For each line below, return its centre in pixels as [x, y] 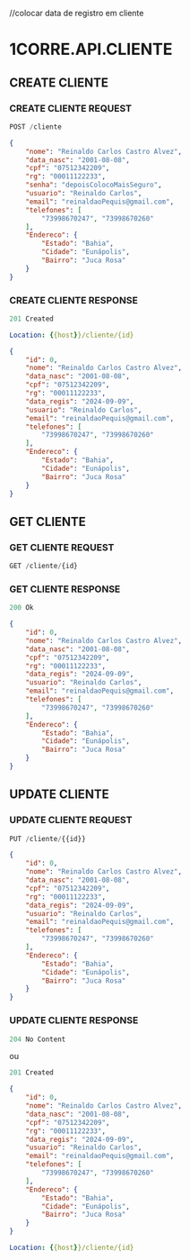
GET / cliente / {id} [43, 567]
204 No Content [38, 1039]
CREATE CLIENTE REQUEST [71, 108]
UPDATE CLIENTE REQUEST [71, 820]
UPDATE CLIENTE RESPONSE [74, 1020]
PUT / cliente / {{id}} [48, 838]
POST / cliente [36, 127]
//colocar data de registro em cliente [77, 13]
